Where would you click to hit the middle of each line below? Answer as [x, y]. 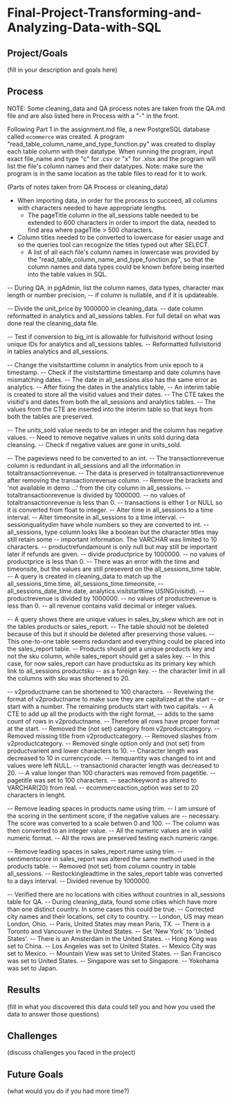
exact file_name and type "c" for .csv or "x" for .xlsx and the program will [111, 158]
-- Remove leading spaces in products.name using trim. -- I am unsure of [111, 808]
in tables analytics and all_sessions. [58, 351]
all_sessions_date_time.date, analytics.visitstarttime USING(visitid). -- [106, 591]
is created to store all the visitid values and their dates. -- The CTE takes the [116, 394]
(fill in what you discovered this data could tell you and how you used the [111, 1007]
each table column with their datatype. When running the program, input [110, 151]
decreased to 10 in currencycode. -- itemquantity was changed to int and [111, 758]
